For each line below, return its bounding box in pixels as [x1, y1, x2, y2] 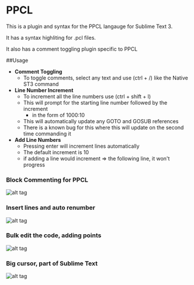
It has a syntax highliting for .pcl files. [6, 34, 96, 41]
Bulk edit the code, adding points [6, 231, 102, 239]
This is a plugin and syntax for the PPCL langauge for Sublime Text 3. [6, 23, 173, 30]
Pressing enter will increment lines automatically [23, 142, 140, 150]
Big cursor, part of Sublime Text [6, 259, 98, 267]
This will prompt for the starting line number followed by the [23, 99, 168, 106]
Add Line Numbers [14, 136, 61, 143]
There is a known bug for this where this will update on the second [23, 124, 184, 131]
